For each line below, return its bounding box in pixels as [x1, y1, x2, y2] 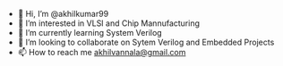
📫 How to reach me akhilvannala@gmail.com [17, 47, 186, 57]
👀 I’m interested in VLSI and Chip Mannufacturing [17, 18, 200, 29]
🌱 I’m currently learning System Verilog [17, 28, 163, 37]
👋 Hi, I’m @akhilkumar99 [17, 9, 109, 19]
